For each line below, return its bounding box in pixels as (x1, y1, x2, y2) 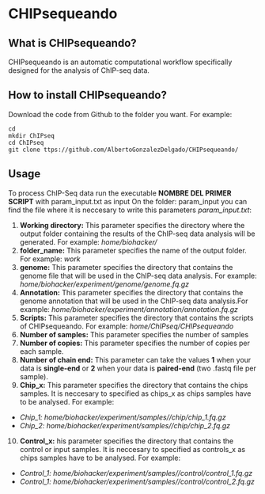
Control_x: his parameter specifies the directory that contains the (19, 436, 234, 446)
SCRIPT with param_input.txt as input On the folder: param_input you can (8, 196, 248, 206)
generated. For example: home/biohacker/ (19, 237, 157, 246)
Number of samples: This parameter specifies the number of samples (19, 329, 249, 339)
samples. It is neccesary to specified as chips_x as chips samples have (19, 389, 252, 398)
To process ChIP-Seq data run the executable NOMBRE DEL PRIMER (8, 188, 232, 198)
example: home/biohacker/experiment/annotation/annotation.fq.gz (19, 304, 239, 313)
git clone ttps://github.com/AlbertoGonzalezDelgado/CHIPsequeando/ (8, 146, 239, 154)
